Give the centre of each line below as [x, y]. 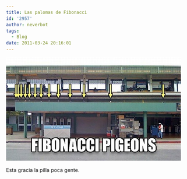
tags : [13, 31]
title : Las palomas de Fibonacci [47, 12]
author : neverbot [27, 24]
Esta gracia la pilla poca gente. [43, 170]
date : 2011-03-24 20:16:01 [39, 43]
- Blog [19, 37]
